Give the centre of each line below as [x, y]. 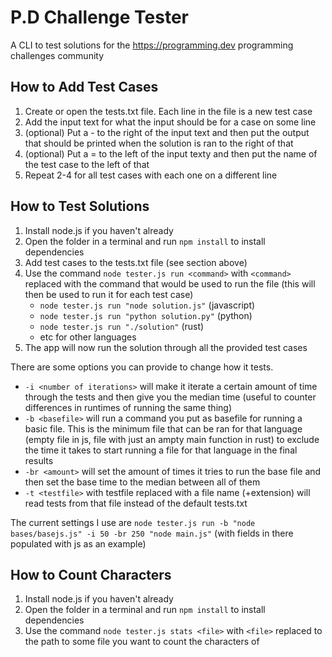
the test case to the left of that [87, 164]
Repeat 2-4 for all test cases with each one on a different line [151, 175]
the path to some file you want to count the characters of [142, 642]
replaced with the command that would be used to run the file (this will [170, 283]
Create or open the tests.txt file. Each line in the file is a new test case [168, 111]
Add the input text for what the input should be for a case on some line [170, 122]
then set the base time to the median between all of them [142, 482]
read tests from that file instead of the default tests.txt [136, 503]
